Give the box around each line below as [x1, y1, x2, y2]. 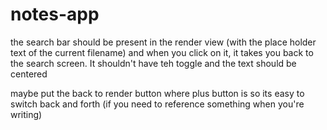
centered [10, 68, 48, 80]
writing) [10, 108, 43, 120]
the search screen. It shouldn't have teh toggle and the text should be [10, 57, 297, 69]
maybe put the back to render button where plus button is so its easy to [10, 87, 305, 99]
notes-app [10, 3, 100, 26]
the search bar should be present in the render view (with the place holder [10, 36, 317, 48]
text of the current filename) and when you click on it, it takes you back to [10, 46, 314, 58]
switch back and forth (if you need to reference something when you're [10, 98, 305, 110]
